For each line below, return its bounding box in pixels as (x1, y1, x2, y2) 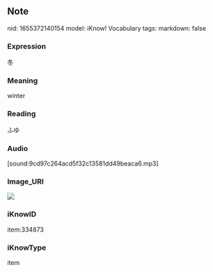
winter (7, 92, 26, 100)
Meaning (7, 76, 38, 86)
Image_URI (7, 177, 44, 186)
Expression (7, 41, 47, 51)
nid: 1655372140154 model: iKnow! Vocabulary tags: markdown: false (7, 24, 207, 32)
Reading (7, 109, 36, 119)
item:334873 (7, 225, 44, 234)
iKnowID (7, 209, 37, 219)
